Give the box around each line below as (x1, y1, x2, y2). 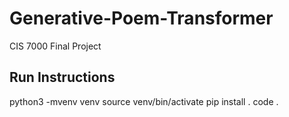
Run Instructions (9, 69, 116, 86)
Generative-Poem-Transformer (9, 7, 274, 30)
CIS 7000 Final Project (9, 40, 102, 52)
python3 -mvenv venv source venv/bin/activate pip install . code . (9, 95, 279, 107)
